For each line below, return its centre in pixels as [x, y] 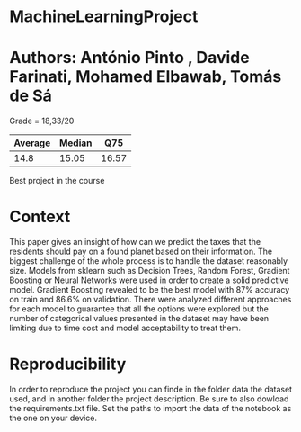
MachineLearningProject [104, 17]
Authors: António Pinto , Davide [129, 58]
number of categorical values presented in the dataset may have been [139, 319]
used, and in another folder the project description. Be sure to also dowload [149, 399]
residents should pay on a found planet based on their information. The [141, 252]
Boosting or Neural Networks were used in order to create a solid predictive [149, 280]
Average [32, 143]
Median [75, 143]
